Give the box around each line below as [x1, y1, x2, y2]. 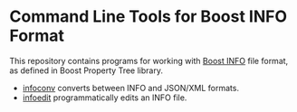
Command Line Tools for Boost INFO [9, 6, 288, 27]
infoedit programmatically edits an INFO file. [22, 92, 187, 103]
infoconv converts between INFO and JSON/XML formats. [22, 82, 240, 93]
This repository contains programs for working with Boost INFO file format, [9, 55, 289, 66]
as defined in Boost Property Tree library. [9, 65, 163, 76]
